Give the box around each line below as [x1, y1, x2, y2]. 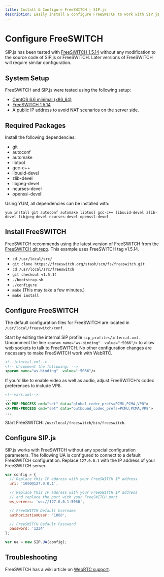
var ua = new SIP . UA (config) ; [5, 540, 67, 545]
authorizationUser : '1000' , [9, 513, 67, 517]
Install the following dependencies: [5, 134, 76, 140]
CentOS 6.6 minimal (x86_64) [12, 96, 72, 102]
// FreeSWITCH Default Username [9, 508, 76, 513]
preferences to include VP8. [5, 383, 62, 389]
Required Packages [5, 121, 66, 129]
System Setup [5, 74, 49, 82]
